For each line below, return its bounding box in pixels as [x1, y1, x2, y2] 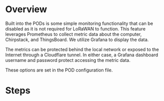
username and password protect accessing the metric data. [5, 57, 131, 63]
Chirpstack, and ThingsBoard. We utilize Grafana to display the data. [5, 37, 149, 43]
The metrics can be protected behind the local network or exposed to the [5, 46, 159, 52]
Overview [5, 4, 47, 15]
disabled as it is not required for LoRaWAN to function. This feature [5, 25, 146, 31]
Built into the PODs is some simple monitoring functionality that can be [5, 20, 153, 26]
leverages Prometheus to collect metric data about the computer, [5, 31, 142, 37]
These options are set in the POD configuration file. [5, 67, 113, 73]
